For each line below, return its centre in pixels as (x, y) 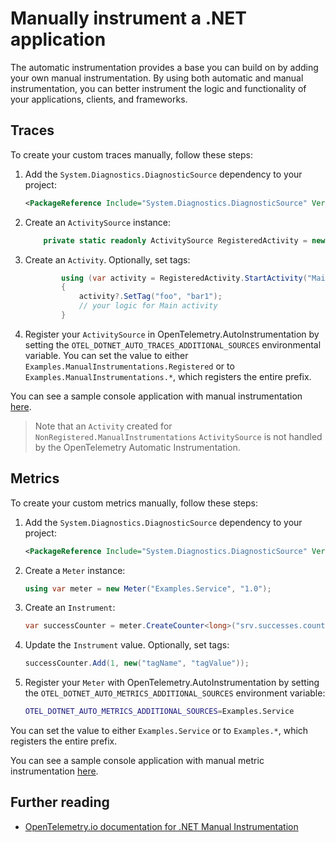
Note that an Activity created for (103, 426)
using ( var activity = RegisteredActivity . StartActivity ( (184, 278)
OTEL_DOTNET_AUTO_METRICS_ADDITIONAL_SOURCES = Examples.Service (159, 712)
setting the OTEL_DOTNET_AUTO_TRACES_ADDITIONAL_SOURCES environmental (173, 344)
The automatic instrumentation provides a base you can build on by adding (164, 67)
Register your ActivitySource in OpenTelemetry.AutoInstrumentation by (172, 334)
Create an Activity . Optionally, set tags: (107, 259)
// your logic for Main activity (148, 306)
